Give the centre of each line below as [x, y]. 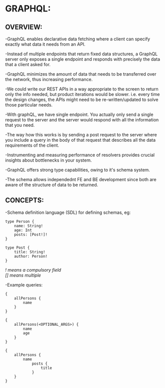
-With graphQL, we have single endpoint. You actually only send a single [79, 114]
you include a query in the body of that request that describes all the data [80, 140]
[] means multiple [23, 275]
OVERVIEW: [24, 27]
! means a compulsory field [33, 270]
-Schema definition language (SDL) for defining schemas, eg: [68, 212]
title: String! [30, 252]
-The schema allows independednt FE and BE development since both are [81, 179]
